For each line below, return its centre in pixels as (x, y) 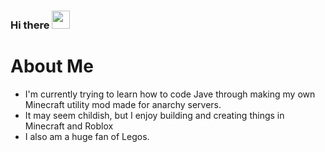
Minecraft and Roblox (69, 126)
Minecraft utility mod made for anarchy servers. (123, 104)
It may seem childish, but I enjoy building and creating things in (154, 115)
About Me (52, 66)
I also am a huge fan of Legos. (87, 136)
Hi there (30, 25)
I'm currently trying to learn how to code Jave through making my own (170, 94)
